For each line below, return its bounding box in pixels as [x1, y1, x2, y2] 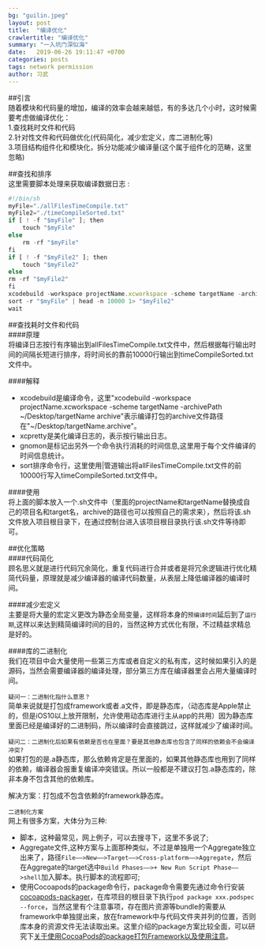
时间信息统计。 [19, 451, 69, 460]
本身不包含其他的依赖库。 [14, 774, 99, 783]
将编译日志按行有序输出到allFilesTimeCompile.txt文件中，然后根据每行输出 [8, 339, 250, 349]
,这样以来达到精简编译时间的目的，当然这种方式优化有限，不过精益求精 [13, 619, 244, 628]
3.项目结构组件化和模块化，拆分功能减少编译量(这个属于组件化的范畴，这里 [8, 142, 252, 152]
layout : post [8, 19, 51, 27]
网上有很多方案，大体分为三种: [8, 816, 108, 825]
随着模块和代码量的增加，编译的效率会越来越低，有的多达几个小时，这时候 [8, 103, 250, 112]
